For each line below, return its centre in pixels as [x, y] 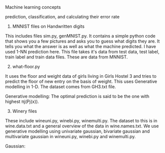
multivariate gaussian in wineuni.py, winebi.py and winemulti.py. [71, 136]
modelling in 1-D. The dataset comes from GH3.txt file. [61, 87]
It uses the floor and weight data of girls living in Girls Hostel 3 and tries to [81, 76]
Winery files [25, 111]
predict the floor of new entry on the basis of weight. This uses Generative [81, 81]
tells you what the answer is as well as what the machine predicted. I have [81, 46]
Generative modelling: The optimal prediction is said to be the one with [77, 96]
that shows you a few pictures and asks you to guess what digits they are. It [82, 41]
